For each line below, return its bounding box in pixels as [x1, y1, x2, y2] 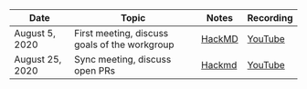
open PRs [74, 64, 116, 76]
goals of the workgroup [74, 38, 175, 51]
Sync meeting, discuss [74, 54, 172, 65]
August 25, [14, 54, 62, 65]
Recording [247, 12, 293, 24]
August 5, [14, 27, 57, 39]
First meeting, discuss [74, 27, 169, 39]
